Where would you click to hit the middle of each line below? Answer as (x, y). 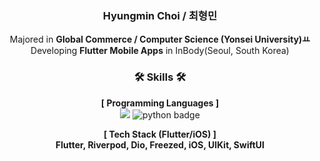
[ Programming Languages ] (160, 103)
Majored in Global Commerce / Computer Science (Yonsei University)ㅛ (160, 39)
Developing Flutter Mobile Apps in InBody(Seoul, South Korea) (160, 51)
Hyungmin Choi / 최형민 (160, 15)
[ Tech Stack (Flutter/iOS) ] (160, 134)
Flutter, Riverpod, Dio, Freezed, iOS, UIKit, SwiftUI (160, 144)
